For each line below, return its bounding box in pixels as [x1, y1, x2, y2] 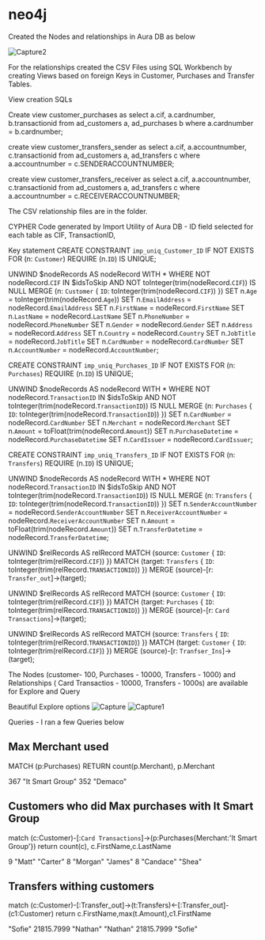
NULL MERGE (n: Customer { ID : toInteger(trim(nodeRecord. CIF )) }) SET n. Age [8, 286, 257, 295]
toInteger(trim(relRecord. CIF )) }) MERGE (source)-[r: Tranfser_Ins [8, 645, 223, 655]
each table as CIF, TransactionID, [8, 230, 116, 239]
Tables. [8, 79, 32, 89]
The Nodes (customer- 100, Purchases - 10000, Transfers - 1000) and [8, 669, 236, 679]
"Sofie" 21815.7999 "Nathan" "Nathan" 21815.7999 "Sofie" [8, 924, 198, 934]
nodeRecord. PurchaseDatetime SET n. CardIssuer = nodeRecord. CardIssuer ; [8, 434, 253, 444]
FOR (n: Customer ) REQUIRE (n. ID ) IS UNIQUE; [8, 253, 157, 263]
